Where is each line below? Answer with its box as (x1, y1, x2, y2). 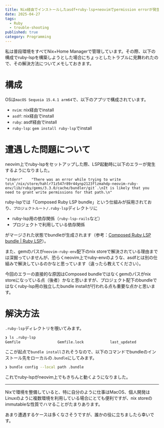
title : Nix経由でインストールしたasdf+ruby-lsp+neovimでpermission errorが (5, 7, 153, 12)
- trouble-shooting (9, 25, 49, 30)
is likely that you (109, 185, 150, 190)
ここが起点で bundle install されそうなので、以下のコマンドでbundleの (5, 349, 148, 355)
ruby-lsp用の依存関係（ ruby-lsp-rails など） (12, 215, 102, 221)
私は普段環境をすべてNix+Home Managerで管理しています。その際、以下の (5, 48, 156, 54)
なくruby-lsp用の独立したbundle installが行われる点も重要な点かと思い (9, 283, 151, 289)
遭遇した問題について (5, 144, 91, 155)
